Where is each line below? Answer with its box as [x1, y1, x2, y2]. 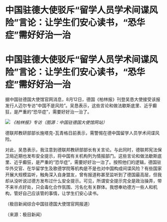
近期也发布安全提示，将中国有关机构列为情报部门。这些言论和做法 [13, 153, 149, 159]
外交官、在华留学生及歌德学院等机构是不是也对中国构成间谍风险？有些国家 [9, 165, 162, 172]
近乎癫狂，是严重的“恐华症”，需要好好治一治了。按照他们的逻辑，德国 [13, 159, 158, 165]
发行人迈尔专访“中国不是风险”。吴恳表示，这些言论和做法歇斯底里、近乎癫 [5, 103, 158, 109]
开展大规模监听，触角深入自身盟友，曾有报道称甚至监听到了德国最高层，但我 [5, 172, 162, 178]
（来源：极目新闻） [5, 212, 45, 218]
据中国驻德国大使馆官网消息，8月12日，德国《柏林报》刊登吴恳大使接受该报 [5, 97, 161, 103]
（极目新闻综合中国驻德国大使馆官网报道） [5, 201, 92, 207]
